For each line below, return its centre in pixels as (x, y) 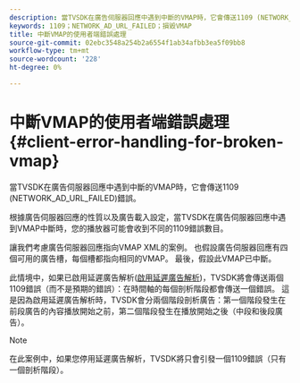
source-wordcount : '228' (55, 59)
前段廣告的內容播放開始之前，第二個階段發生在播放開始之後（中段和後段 (142, 311)
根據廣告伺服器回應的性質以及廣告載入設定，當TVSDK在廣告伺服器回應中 (144, 217)
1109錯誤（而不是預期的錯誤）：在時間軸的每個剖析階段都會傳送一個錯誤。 (144, 288)
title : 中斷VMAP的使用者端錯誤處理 (68, 34)
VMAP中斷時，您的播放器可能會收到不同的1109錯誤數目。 (122, 228)
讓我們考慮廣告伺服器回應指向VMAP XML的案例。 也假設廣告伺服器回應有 (145, 247)
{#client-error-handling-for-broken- (146, 142)
